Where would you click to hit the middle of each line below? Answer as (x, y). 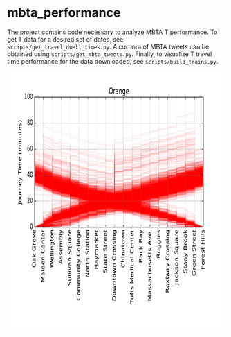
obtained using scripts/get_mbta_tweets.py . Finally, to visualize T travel (110, 54)
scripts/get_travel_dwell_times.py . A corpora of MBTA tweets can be (108, 46)
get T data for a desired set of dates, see (65, 39)
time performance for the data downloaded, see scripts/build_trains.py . (113, 61)
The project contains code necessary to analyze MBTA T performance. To (112, 32)
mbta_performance (64, 13)
